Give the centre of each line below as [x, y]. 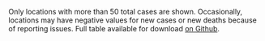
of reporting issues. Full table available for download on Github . [114, 29]
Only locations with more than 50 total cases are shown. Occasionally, [126, 12]
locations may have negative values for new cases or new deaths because [132, 20]
